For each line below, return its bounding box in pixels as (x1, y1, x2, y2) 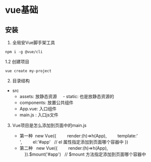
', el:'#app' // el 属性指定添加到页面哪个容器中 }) (19, 139, 129, 145)
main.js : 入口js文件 (19, 112, 59, 118)
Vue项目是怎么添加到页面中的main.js (12, 123, 87, 128)
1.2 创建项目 (5, 59, 30, 65)
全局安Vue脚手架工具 (12, 40, 55, 45)
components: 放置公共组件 (19, 99, 74, 105)
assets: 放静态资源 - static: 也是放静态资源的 (19, 94, 115, 99)
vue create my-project (5, 68, 52, 73)
